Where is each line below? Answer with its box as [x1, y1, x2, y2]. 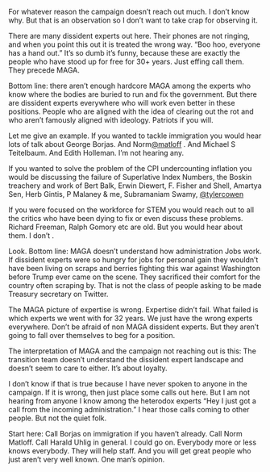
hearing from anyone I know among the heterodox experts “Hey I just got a [8, 396, 256, 406]
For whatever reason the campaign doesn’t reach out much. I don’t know [8, 7, 250, 16]
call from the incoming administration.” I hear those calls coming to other [8, 405, 250, 414]
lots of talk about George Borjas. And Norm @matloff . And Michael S [8, 140, 236, 148]
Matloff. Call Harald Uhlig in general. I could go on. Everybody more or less [8, 437, 256, 447]
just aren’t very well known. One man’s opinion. [8, 455, 165, 464]
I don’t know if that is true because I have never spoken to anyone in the [8, 379, 247, 388]
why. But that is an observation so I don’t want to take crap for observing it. [8, 15, 258, 25]
